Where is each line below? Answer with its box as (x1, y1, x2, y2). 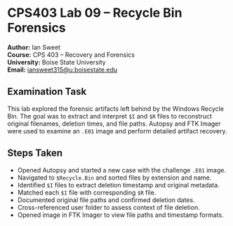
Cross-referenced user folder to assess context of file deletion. (17, 203, 200, 211)
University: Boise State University (7, 58, 107, 66)
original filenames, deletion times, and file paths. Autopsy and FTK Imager (7, 119, 221, 128)
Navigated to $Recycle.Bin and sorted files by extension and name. (17, 173, 212, 182)
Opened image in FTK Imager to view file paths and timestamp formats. (17, 211, 224, 219)
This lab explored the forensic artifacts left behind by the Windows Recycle (7, 104, 225, 113)
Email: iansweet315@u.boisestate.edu (7, 65, 118, 74)
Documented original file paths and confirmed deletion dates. (17, 195, 195, 204)
